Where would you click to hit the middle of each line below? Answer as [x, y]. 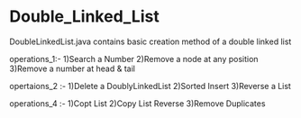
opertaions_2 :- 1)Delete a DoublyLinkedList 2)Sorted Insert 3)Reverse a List [150, 86]
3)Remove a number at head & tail [72, 68]
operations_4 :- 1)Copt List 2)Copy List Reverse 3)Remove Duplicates [137, 103]
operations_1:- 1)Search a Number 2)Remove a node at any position [134, 59]
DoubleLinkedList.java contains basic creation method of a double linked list [150, 41]
